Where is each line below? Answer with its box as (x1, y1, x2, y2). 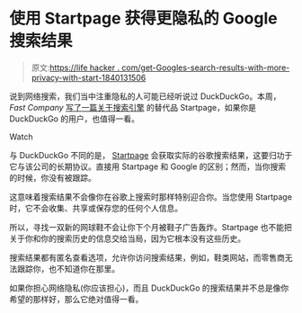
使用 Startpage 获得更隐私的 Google (9, 8, 278, 29)
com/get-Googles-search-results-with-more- (120, 62, 290, 73)
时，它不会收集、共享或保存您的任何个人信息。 (9, 202, 182, 213)
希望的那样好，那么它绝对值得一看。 (9, 293, 144, 304)
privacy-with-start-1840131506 (31, 72, 147, 83)
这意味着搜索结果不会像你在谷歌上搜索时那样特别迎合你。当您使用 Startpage (9, 191, 292, 202)
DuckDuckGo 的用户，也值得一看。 (9, 113, 139, 124)
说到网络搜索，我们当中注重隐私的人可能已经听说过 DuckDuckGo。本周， (9, 91, 281, 102)
